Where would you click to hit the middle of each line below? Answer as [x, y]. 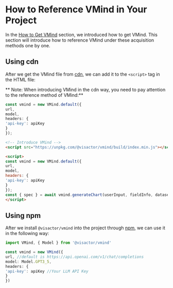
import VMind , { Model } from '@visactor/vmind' [58, 243]
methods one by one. [28, 45]
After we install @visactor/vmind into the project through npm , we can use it [85, 228]
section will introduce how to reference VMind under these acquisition [80, 40]
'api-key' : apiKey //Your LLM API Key [47, 271]
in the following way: [27, 233]
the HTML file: [21, 79]
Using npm [23, 215]
